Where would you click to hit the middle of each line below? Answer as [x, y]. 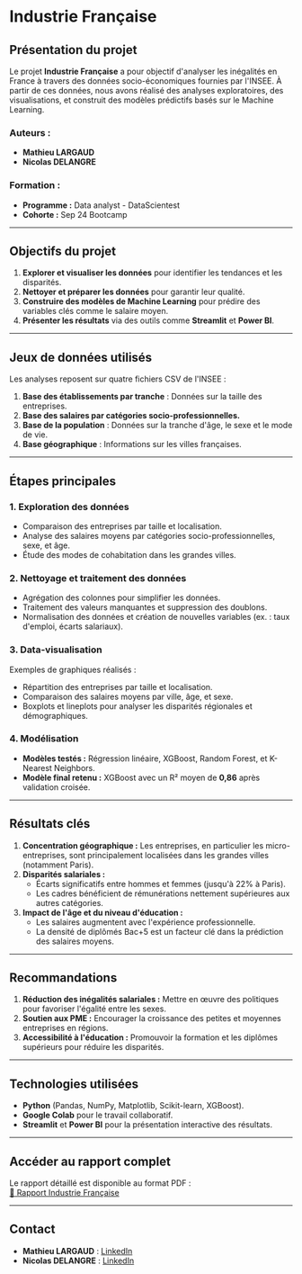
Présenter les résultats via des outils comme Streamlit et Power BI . [148, 320]
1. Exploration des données [70, 507]
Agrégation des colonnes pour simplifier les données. [121, 598]
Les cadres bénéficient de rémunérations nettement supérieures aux [163, 893]
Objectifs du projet [63, 251]
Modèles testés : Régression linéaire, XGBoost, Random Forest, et [145, 758]
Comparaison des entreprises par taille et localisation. [122, 526]
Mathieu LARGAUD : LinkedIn [77, 1251]
